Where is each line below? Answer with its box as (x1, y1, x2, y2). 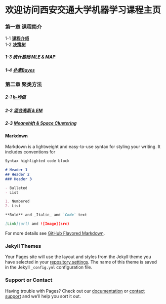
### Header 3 (5, 176, 32, 182)
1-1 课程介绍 (5, 36, 30, 41)
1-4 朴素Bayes (5, 67, 35, 73)
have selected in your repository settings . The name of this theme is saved (5, 259, 157, 265)
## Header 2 (5, 172, 30, 177)
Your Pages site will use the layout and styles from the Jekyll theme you (5, 254, 152, 260)
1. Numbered (5, 199, 30, 204)
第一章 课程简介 (5, 23, 42, 30)
